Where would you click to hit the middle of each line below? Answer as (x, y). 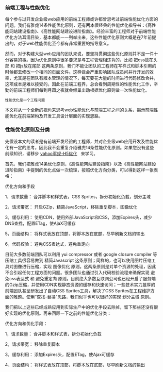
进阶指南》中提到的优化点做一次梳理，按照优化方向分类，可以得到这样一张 (79, 170)
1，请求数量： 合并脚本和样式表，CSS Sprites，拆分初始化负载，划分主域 (78, 196)
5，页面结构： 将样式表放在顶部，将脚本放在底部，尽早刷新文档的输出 (75, 234)
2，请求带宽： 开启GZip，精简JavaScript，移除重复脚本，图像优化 (71, 207)
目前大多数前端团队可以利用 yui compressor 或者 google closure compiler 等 (81, 254)
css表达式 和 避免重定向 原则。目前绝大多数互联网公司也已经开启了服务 (80, 278)
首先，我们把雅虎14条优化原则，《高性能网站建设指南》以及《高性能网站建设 (81, 164)
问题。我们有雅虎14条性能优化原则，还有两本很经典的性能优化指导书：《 (76, 25)
